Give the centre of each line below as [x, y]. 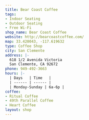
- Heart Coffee [21, 105]
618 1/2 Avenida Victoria [36, 60]
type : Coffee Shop [24, 46]
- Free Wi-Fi [18, 28]
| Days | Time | [30, 78]
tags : [11, 14]
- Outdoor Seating [24, 23]
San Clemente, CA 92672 [33, 64]
